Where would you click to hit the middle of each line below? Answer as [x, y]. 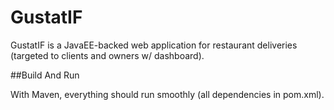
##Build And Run [45, 75]
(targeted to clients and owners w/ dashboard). [107, 55]
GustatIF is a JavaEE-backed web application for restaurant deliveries [154, 45]
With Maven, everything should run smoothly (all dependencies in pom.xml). [167, 94]
